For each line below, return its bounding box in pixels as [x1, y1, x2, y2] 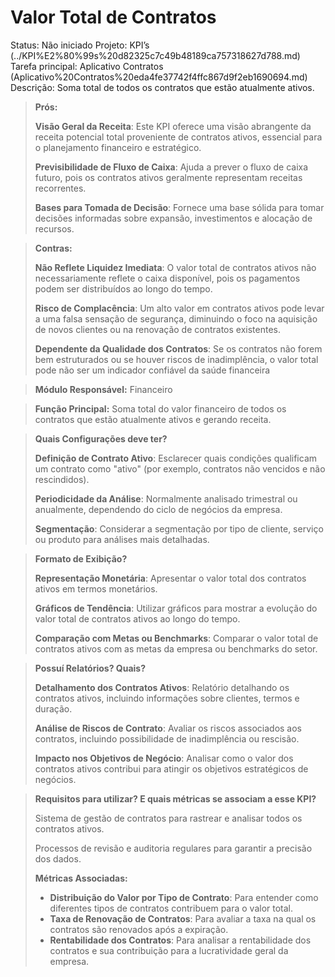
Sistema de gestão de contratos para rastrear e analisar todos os [34, 812, 303, 824]
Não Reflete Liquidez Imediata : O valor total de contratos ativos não [34, 261, 317, 273]
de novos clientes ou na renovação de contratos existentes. [34, 323, 281, 335]
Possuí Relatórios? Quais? [34, 662, 147, 674]
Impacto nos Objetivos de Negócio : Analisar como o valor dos [34, 752, 294, 764]
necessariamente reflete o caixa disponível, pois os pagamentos [34, 272, 301, 284]
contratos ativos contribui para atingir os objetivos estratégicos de [34, 762, 309, 775]
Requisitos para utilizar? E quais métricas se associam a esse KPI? [34, 792, 317, 805]
